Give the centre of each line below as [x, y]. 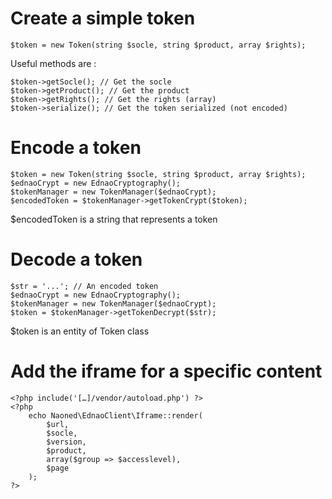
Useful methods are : [53, 63]
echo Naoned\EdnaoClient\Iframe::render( [115, 415]
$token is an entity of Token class [80, 331]
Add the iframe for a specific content [166, 371]
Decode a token [76, 259]
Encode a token [76, 148]
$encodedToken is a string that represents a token [114, 219]
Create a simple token [103, 18]
